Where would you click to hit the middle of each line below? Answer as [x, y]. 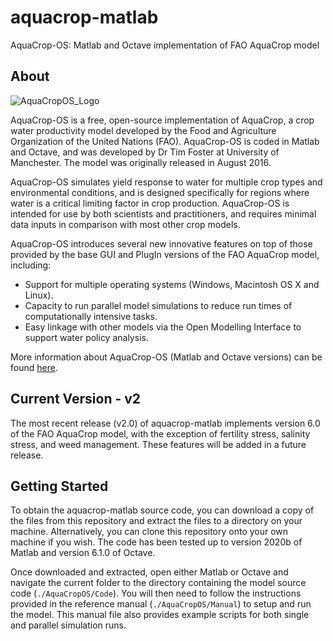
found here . [34, 367]
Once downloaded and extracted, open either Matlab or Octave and [149, 572]
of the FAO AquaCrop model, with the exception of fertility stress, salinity [160, 433]
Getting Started [59, 486]
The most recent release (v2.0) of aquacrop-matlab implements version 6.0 [165, 423]
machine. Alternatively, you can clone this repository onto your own [149, 532]
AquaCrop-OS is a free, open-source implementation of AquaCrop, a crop [162, 120]
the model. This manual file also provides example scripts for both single [160, 615]
